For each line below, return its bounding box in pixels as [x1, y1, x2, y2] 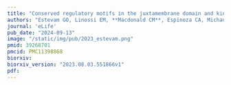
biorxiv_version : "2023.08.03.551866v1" [7, 61, 125, 68]
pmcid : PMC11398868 [7, 49, 63, 56]
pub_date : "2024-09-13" [7, 29, 76, 36]
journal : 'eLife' [7, 23, 57, 29]
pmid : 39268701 [7, 42, 51, 49]
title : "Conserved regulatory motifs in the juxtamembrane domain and [7, 10, 214, 17]
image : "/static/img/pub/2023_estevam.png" [7, 36, 134, 42]
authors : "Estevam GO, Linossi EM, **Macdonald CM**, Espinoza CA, [7, 16, 205, 23]
